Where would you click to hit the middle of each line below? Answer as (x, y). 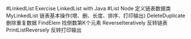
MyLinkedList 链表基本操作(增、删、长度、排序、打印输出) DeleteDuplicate (96, 15)
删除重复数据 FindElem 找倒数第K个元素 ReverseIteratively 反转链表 (87, 23)
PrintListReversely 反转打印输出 (44, 30)
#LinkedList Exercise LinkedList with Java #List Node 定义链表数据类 (88, 8)
